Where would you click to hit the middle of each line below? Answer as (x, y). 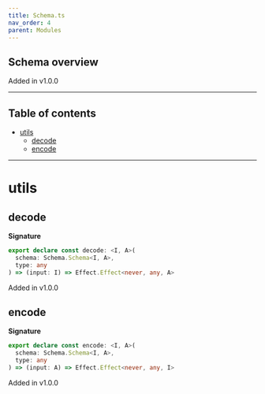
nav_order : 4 (30, 23)
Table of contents (52, 113)
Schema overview (53, 62)
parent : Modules (35, 30)
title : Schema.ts (37, 15)
